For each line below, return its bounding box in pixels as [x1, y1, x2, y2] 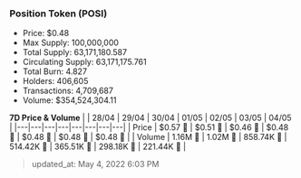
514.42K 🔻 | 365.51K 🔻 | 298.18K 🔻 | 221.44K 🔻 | [9, 141, 187, 152]
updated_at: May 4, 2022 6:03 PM [31, 159, 160, 170]
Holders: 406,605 [22, 76, 89, 87]
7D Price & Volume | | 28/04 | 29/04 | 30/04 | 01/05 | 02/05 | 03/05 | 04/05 [9, 112, 292, 124]
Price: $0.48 [22, 28, 70, 39]
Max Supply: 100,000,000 [22, 37, 120, 48]
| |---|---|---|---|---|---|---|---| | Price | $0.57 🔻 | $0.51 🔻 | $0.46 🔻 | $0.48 [9, 122, 289, 133]
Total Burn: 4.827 [22, 66, 88, 77]
